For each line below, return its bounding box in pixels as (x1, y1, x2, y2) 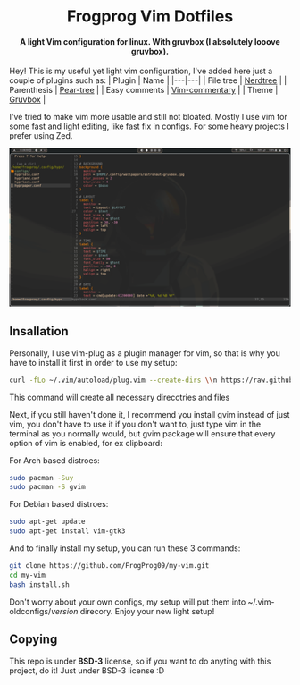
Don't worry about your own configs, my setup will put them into (9, 596, 246, 607)
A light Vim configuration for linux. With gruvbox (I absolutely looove (19, 36, 280, 47)
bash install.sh (9, 579, 70, 589)
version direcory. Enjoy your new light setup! (50, 605, 215, 616)
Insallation (9, 324, 69, 339)
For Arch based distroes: (9, 454, 100, 466)
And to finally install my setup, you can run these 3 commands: (9, 543, 241, 554)
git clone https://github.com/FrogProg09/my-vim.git (9, 562, 210, 571)
